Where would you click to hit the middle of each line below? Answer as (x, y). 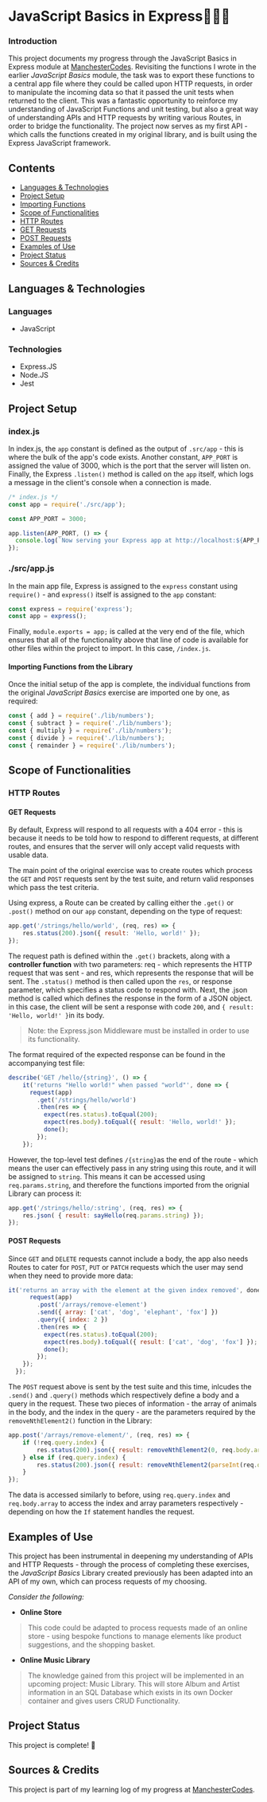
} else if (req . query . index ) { (74, 1457)
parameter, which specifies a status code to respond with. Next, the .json (128, 989)
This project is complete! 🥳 (52, 1745)
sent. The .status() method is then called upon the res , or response (120, 981)
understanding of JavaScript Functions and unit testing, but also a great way (133, 109)
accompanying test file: (46, 1063)
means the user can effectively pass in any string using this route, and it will (132, 1168)
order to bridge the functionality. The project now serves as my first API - (128, 126)
